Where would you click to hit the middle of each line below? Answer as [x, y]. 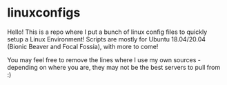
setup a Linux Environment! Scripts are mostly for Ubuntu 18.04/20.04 [106, 39]
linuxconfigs [44, 13]
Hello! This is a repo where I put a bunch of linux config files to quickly [107, 32]
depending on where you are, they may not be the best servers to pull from [114, 67]
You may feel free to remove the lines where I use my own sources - [104, 59]
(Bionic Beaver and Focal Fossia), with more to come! [83, 46]
